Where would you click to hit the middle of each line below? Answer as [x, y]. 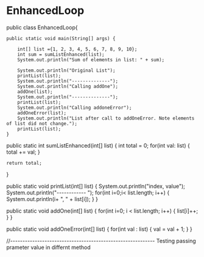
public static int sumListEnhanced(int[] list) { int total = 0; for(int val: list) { [98, 145]
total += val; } [23, 152]
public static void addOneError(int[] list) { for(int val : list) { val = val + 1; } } [100, 229]
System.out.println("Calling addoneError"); [75, 108]
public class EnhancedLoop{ [42, 27]
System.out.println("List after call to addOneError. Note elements [106, 118]
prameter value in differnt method [49, 247]
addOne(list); [35, 92]
